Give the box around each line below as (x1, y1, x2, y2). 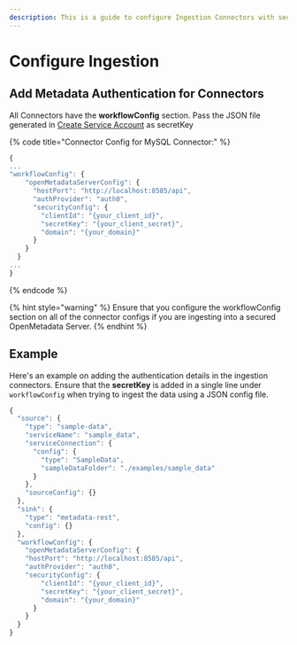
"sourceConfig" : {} (25, 488, 97, 497)
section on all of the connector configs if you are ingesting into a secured (9, 311, 277, 322)
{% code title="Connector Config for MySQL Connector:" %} (9, 136, 232, 147)
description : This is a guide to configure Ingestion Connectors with (9, 12, 275, 22)
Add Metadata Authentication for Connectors (9, 86, 265, 102)
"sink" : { (17, 505, 53, 514)
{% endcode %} (9, 284, 68, 295)
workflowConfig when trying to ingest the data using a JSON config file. (9, 389, 270, 400)
